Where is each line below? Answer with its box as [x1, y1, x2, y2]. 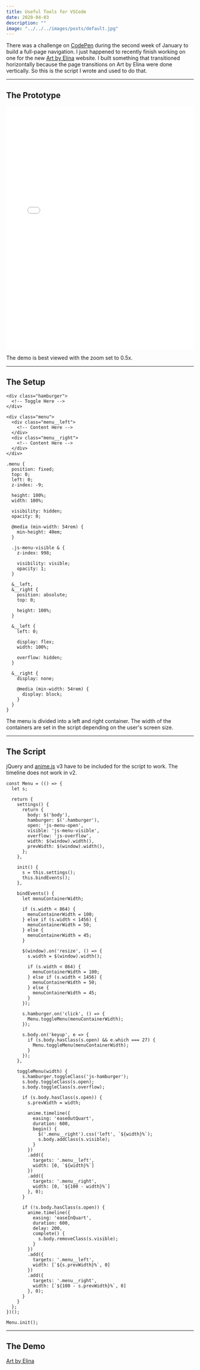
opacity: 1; [17, 566, 46, 572]
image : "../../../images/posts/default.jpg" [6, 25, 118, 32]
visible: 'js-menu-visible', [27, 828, 100, 834]
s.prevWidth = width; [27, 1100, 82, 1106]
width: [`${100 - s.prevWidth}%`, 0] [32, 1283, 127, 1289]
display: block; [21, 691, 62, 697]
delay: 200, [32, 1225, 62, 1231]
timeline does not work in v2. [6, 769, 77, 776]
